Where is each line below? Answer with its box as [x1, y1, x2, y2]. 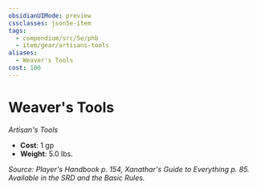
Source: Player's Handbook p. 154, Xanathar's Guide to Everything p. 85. [8, 164, 251, 174]
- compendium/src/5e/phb [15, 34, 99, 42]
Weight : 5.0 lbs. [19, 149, 74, 159]
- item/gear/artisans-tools [15, 42, 110, 50]
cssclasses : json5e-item [8, 19, 92, 27]
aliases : [8, 49, 38, 57]
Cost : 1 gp [19, 140, 55, 150]
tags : [8, 26, 27, 34]
